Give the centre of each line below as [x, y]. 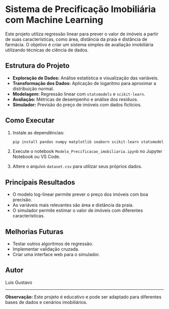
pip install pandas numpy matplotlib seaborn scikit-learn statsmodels [89, 142]
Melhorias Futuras [34, 232]
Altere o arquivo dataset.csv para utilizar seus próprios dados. [77, 167]
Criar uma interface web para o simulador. [56, 255]
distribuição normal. [33, 89]
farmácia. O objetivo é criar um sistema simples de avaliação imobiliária [79, 44]
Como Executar [30, 121]
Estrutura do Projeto [37, 66]
